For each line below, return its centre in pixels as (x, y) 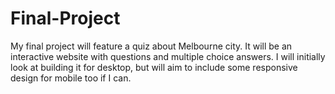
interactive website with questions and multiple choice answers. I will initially (168, 56)
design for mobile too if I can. (71, 78)
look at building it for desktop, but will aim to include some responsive (154, 67)
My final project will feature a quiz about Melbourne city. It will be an (151, 46)
